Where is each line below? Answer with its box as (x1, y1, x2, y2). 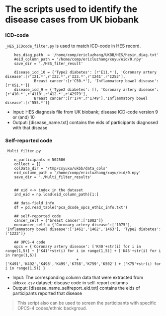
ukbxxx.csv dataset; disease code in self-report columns (12, 279, 128, 286)
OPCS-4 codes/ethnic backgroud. (17, 305, 87, 311)
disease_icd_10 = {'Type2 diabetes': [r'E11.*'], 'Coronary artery (14, 70, 157, 75)
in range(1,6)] (5, 253, 37, 257)
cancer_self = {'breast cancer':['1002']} (14, 218, 103, 223)
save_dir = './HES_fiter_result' (14, 61, 83, 66)
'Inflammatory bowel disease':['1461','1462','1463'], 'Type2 (5, 227, 137, 232)
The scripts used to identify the (5, 3, 138, 15)
